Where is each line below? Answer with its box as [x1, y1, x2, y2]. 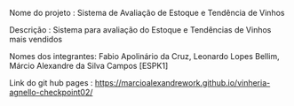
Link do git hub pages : [9, 78, 93, 87]
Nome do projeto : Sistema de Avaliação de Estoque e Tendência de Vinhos [9, 8, 285, 18]
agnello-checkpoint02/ [9, 87, 93, 97]
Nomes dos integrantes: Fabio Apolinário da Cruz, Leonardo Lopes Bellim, [9, 51, 280, 61]
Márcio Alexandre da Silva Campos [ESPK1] [9, 61, 169, 71]
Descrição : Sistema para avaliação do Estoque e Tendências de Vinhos [9, 25, 272, 34]
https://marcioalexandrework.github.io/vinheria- [94, 78, 271, 87]
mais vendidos [9, 34, 63, 44]
